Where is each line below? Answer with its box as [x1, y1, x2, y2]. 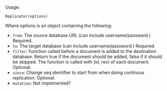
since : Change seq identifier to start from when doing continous [12, 69, 144, 75]
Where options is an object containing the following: [5, 22, 112, 28]
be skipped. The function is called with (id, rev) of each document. [12, 59, 150, 64]
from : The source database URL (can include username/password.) [12, 32, 151, 38]
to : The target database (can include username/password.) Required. [12, 43, 156, 49]
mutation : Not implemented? [12, 80, 71, 86]
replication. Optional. [12, 75, 56, 80]
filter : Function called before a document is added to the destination [12, 48, 156, 54]
